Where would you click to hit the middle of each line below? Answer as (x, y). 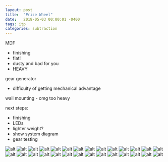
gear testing (25, 139)
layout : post (19, 10)
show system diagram (36, 134)
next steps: (17, 108)
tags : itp (16, 24)
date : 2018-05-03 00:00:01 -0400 (43, 19)
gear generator (21, 79)
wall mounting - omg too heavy (38, 98)
